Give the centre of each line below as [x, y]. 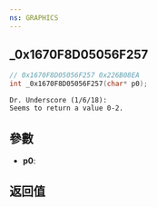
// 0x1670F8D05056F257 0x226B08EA [75, 75]
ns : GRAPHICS [34, 18]
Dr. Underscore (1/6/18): [58, 101]
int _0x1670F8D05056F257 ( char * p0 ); [78, 84]
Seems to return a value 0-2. [67, 108]
